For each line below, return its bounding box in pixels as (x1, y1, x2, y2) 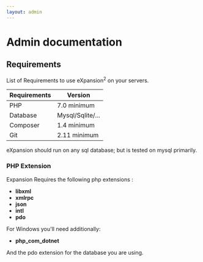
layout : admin (6, 9, 43, 15)
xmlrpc (15, 194, 34, 201)
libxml (15, 187, 32, 195)
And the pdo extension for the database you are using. (6, 249, 144, 256)
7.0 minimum (57, 101, 95, 110)
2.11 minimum (57, 131, 99, 140)
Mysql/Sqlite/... (57, 111, 100, 119)
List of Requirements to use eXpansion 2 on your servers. (6, 76, 149, 84)
